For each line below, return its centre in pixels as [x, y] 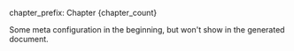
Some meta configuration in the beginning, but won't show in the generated [147, 29]
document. [29, 39]
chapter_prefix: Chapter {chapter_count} [83, 13]
